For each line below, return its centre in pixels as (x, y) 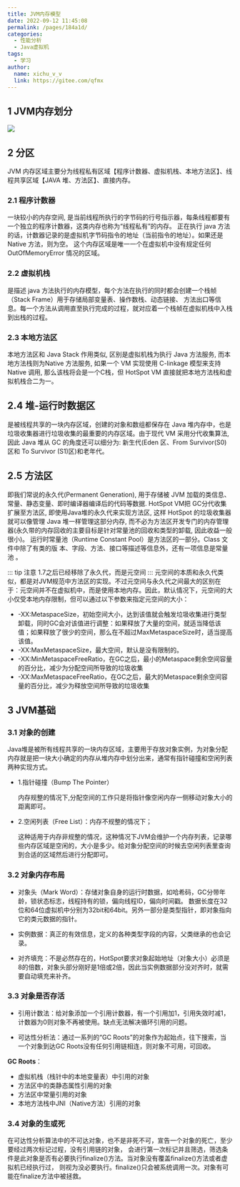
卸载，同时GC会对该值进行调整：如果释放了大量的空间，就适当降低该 (119, 623)
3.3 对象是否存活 (36, 996)
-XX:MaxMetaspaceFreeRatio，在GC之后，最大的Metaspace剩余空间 (119, 677)
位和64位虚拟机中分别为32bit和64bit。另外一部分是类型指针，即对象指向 (125, 910)
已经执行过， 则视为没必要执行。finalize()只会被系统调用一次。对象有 (121, 1167)
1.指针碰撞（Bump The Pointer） (65, 783)
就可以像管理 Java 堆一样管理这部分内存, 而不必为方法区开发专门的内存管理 (118, 521)
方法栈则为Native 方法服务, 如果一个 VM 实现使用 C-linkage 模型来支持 (117, 363)
